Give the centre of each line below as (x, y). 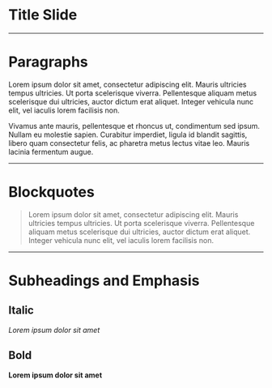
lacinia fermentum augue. (51, 151)
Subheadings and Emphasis (104, 280)
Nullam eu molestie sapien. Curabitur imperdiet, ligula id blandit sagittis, (128, 134)
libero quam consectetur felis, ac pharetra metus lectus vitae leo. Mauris (129, 143)
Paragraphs (49, 62)
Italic (21, 311)
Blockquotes (51, 192)
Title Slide (43, 15)
